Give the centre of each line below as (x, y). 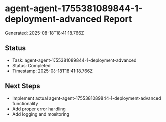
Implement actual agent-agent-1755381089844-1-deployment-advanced (86, 98)
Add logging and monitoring (41, 114)
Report (118, 19)
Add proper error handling (39, 109)
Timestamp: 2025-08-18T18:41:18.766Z (52, 71)
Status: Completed (31, 65)
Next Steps (23, 86)
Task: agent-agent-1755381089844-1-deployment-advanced (74, 60)
